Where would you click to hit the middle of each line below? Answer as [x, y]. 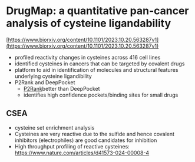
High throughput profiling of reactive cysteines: [72, 146]
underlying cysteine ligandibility [53, 76]
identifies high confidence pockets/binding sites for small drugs [101, 95]
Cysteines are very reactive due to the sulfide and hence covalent [95, 134]
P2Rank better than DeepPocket [62, 88]
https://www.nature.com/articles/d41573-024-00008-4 [82, 153]
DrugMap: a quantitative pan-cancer [98, 11]
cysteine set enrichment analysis [54, 127]
